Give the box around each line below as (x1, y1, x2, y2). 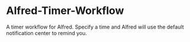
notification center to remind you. (6, 29, 87, 36)
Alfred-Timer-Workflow (6, 4, 125, 17)
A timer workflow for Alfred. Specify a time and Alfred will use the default (6, 23, 184, 30)
